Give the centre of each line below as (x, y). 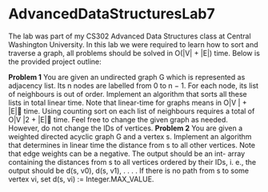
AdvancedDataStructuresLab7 (112, 14)
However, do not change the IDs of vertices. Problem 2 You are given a (126, 128)
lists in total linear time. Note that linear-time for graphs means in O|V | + (128, 102)
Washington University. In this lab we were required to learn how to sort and (133, 44)
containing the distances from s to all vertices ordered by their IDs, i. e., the (132, 162)
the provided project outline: (55, 62)
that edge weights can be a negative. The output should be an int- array (127, 154)
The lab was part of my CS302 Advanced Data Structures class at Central (130, 36)
